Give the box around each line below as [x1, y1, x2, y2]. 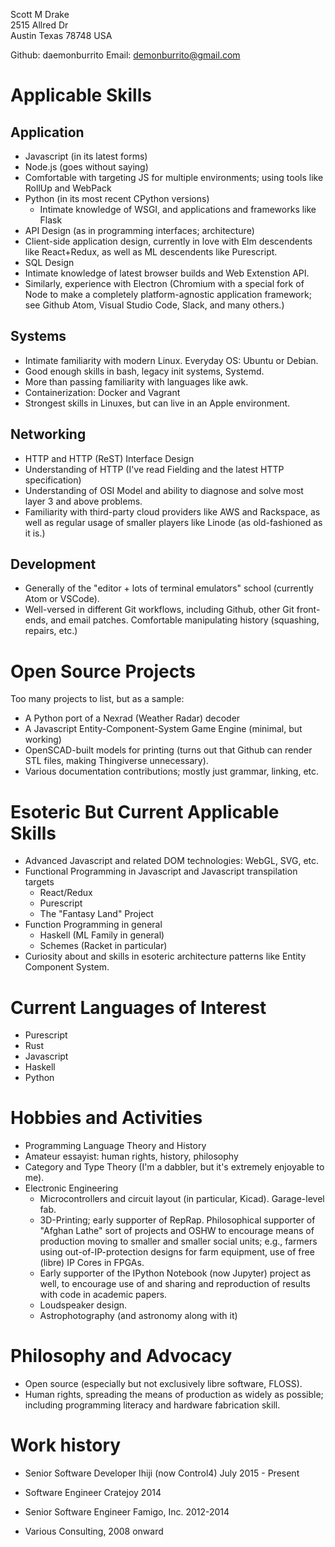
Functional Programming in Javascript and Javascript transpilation [24, 865, 298, 878]
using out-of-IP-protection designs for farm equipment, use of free [39, 1246, 315, 1258]
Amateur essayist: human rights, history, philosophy [24, 1150, 239, 1163]
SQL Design [24, 257, 75, 268]
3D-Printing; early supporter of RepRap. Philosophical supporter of [39, 1214, 316, 1226]
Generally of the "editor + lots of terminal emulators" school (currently [24, 582, 314, 594]
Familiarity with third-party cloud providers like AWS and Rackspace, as [24, 505, 321, 518]
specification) [24, 474, 82, 486]
